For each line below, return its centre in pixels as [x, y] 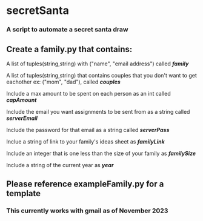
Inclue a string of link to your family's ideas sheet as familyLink [85, 141]
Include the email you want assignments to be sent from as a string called [98, 111]
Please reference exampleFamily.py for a [85, 184]
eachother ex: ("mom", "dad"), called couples [64, 82]
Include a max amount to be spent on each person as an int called [88, 93]
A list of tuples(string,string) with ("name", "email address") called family [98, 64]
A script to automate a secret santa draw [67, 30]
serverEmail [22, 118]
